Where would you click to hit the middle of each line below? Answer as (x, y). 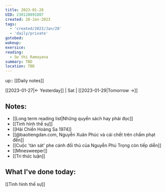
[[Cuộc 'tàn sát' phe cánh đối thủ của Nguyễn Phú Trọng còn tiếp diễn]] (87, 145)
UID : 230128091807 (24, 15)
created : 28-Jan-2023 (28, 19)
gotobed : (14, 38)
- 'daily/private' (29, 33)
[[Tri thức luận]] (29, 156)
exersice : (16, 47)
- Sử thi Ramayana (29, 57)
